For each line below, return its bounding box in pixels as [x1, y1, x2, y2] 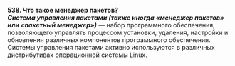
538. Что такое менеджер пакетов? [7, 6, 119, 14]
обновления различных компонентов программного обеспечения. [7, 36, 211, 44]
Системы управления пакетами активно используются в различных [7, 44, 215, 51]
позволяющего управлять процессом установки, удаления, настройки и [7, 28, 229, 37]
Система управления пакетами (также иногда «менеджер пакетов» [7, 13, 224, 22]
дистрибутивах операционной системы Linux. [7, 51, 147, 59]
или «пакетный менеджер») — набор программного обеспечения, [7, 21, 215, 29]
